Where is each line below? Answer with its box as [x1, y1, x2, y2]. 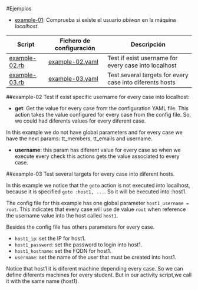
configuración [55, 44, 95, 52]
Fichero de [60, 37, 91, 45]
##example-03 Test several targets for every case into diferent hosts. [6, 170, 175, 177]
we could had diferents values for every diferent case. [14, 117, 146, 124]
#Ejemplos [6, 5, 32, 12]
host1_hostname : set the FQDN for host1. [14, 248, 112, 254]
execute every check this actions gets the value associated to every [14, 153, 180, 160]
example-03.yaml [48, 75, 98, 83]
